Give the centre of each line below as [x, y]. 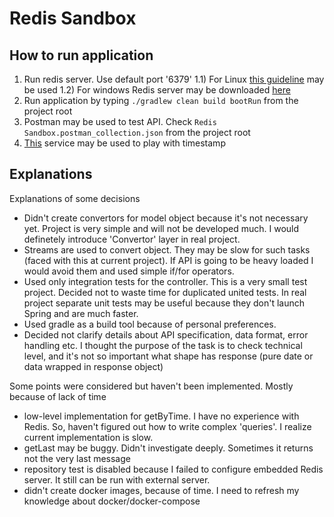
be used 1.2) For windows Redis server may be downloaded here [157, 90]
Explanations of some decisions [75, 198]
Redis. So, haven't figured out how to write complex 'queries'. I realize [167, 426]
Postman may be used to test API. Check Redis [120, 121]
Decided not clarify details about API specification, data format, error [166, 334]
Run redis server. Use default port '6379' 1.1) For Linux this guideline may [174, 79]
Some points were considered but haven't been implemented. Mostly [151, 386]
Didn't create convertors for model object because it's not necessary [166, 218]
